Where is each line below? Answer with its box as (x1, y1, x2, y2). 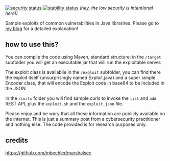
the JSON (5, 85, 26, 91)
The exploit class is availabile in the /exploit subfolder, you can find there (5, 69, 161, 75)
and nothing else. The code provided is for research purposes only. (5, 121, 147, 127)
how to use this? (5, 40, 59, 49)
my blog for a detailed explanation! (5, 25, 78, 32)
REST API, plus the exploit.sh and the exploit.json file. (5, 100, 124, 106)
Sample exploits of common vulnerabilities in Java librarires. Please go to (5, 20, 159, 26)
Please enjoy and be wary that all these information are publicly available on (5, 110, 165, 117)
